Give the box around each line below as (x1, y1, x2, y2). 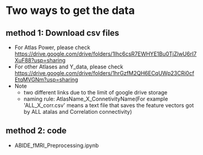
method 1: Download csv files (5, 28, 120, 38)
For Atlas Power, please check (14, 44, 91, 51)
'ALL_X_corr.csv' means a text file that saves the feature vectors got (23, 102, 194, 109)
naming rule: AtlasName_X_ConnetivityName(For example (23, 95, 168, 102)
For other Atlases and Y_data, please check (14, 63, 124, 70)
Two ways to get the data (5, 4, 135, 18)
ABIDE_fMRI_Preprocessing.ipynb (14, 142, 99, 149)
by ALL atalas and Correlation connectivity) (23, 108, 132, 115)
